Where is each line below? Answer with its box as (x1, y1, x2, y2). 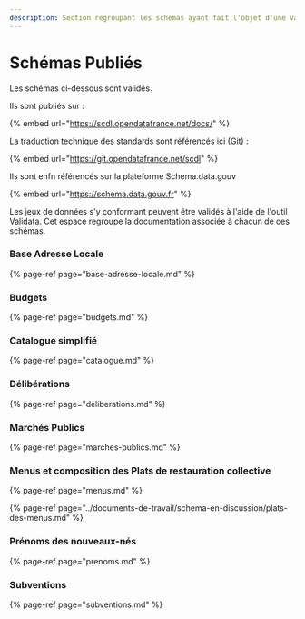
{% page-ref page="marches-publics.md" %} (9, 442, 181, 453)
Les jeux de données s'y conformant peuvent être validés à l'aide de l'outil (9, 205, 288, 216)
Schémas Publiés (9, 52, 143, 73)
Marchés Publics (9, 421, 85, 434)
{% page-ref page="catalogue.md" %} (9, 355, 154, 366)
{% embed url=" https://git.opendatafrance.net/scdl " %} (9, 153, 219, 164)
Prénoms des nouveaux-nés (9, 535, 137, 548)
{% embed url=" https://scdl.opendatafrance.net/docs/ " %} (9, 117, 230, 128)
